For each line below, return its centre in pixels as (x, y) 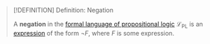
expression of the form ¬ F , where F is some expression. (93, 33)
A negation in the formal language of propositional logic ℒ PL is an (108, 25)
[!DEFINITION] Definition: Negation (63, 10)
